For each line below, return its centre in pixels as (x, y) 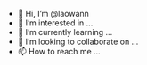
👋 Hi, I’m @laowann (53, 14)
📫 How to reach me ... (59, 51)
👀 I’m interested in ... (55, 23)
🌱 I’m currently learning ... (65, 32)
